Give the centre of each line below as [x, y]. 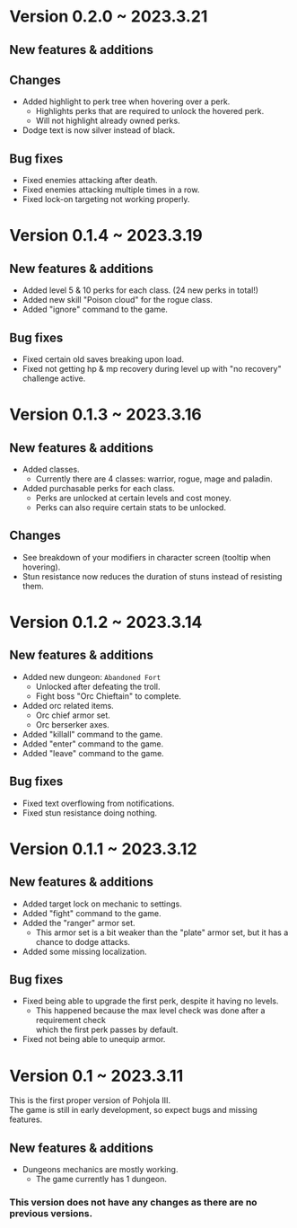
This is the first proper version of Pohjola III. [90, 1100]
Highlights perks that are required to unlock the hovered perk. [150, 111]
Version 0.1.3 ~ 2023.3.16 [105, 415]
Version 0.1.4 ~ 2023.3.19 [106, 236]
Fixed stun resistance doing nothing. [90, 813]
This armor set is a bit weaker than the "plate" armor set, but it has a [162, 932]
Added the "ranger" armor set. [79, 923]
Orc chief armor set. [73, 715]
